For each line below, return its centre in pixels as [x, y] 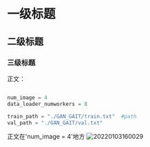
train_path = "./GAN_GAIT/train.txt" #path [72, 116]
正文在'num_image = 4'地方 [46, 137]
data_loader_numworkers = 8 [47, 104]
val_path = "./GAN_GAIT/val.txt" [55, 123]
